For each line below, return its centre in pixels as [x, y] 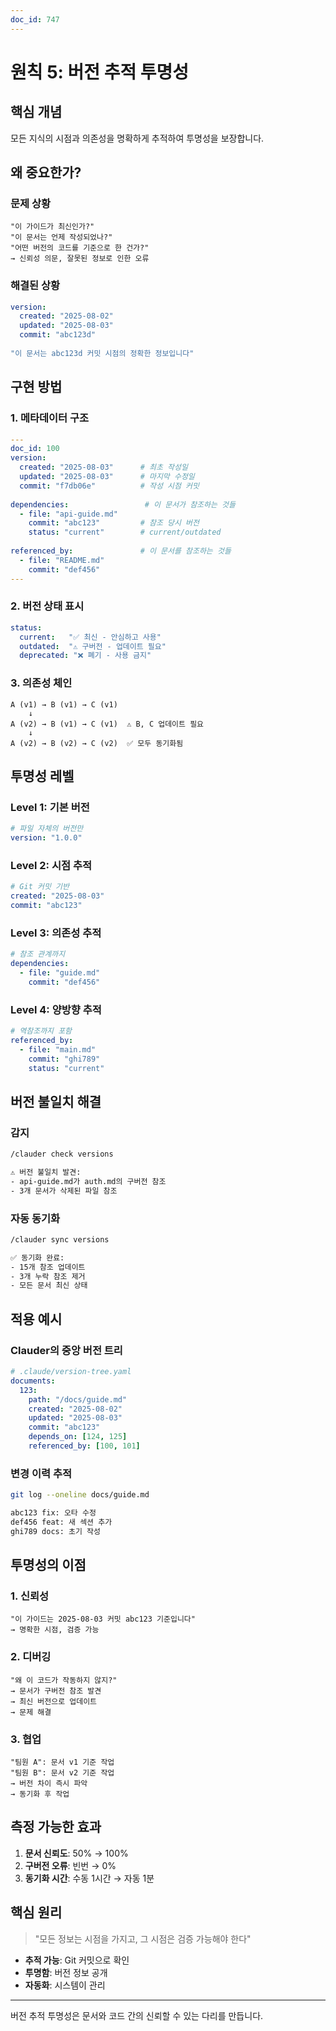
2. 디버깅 [31, 1657]
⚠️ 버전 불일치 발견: [46, 1172]
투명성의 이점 [48, 1565]
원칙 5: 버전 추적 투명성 [100, 72]
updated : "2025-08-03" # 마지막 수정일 [107, 477]
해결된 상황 [35, 286]
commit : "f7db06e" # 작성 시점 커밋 [109, 486]
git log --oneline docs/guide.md [80, 1495]
